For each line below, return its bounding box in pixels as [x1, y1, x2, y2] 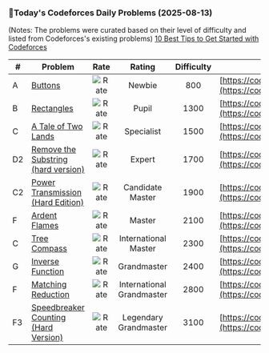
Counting [31, 312, 66, 323]
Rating [130, 62, 156, 73]
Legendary [122, 312, 163, 323]
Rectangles [31, 103, 74, 114]
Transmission [31, 187, 82, 199]
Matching [31, 279, 67, 291]
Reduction [31, 289, 70, 300]
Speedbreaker [31, 302, 86, 313]
